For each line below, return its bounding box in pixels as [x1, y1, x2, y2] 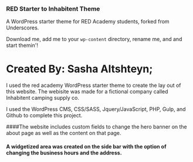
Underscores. [6, 24, 39, 31]
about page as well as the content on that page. [6, 130, 121, 137]
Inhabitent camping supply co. [6, 95, 80, 102]
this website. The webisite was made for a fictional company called [6, 88, 168, 95]
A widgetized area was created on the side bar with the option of [6, 143, 167, 150]
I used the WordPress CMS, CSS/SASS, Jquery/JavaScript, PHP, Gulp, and [6, 106, 186, 113]
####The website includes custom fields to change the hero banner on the [6, 123, 188, 130]
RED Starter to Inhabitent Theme [6, 5, 100, 13]
